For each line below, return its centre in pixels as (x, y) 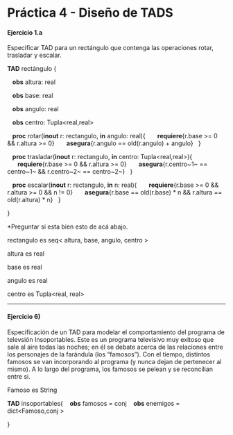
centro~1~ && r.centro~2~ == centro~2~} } (70, 172)
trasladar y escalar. (35, 55)
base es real (25, 267)
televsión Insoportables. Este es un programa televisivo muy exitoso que (111, 339)
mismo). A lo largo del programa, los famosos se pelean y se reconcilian (110, 369)
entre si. (19, 376)
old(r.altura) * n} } (34, 200)
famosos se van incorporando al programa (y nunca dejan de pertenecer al (114, 361)
